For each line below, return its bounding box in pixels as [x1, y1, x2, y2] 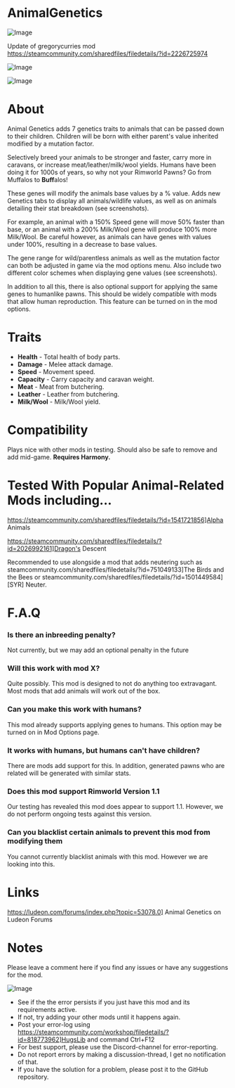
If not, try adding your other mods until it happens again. [17, 1013, 181, 1021]
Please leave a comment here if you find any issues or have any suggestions [7, 963, 229, 971]
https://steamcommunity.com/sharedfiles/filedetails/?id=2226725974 [7, 49, 208, 58]
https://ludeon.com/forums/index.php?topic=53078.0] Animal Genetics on [7, 907, 222, 916]
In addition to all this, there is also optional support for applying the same [7, 282, 218, 290]
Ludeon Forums [7, 915, 53, 923]
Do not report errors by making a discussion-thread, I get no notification [17, 1050, 227, 1058]
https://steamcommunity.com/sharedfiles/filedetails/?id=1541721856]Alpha [7, 516, 224, 524]
